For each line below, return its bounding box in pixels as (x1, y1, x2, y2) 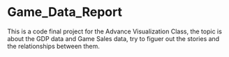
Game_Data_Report (7, 4, 122, 20)
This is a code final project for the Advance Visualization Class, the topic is (7, 27, 222, 35)
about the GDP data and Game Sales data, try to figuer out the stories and (7, 34, 220, 42)
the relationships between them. (7, 42, 100, 50)
